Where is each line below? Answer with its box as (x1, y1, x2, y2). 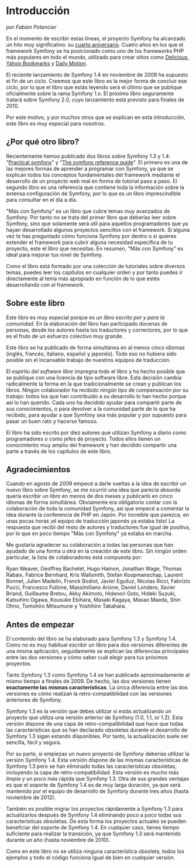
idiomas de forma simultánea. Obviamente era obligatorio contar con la (6, 499, 177, 506)
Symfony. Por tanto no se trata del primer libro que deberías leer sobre (6, 214, 177, 221)
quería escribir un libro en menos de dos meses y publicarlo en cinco (6, 493, 173, 500)
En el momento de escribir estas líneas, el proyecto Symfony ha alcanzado (6, 35, 186, 42)
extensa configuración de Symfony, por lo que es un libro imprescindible (6, 189, 181, 197)
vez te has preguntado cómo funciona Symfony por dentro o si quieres (6, 232, 177, 239)
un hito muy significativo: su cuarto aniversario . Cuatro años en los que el (6, 41, 183, 48)
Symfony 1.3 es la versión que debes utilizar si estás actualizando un (6, 708, 171, 715)
